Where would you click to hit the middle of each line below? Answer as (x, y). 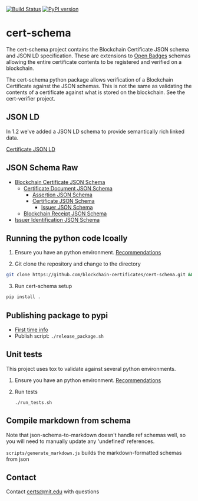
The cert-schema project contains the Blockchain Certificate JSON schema (98, 49)
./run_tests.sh (33, 402)
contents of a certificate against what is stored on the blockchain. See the (96, 92)
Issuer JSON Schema (67, 207)
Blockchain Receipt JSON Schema (65, 214)
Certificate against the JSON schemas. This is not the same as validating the (99, 86)
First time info (31, 329)
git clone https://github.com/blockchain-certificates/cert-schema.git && (100, 275)
